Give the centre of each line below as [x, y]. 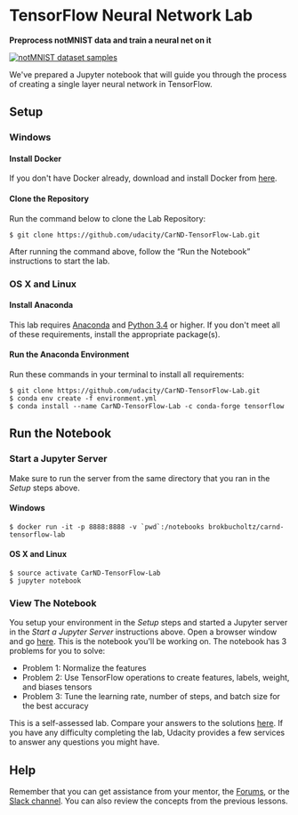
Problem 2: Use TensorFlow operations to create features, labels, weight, [156, 678]
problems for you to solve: [57, 651]
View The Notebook [53, 603]
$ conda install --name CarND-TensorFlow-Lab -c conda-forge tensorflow [147, 406]
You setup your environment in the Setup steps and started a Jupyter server [149, 623]
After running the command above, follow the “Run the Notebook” [130, 251]
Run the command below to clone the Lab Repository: [108, 218]
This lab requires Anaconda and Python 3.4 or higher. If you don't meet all [145, 325]
